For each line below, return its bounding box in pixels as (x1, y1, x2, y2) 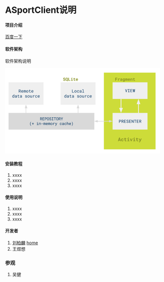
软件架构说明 (5, 58, 31, 64)
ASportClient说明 (5, 4, 77, 16)
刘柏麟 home (12, 240, 38, 246)
